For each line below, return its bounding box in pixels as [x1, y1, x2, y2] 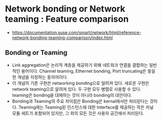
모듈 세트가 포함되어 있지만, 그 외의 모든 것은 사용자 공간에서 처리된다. [12, 110, 144, 116]
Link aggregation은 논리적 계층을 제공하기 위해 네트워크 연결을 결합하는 [12, 62, 148, 68]
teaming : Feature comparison [5, 13, 129, 25]
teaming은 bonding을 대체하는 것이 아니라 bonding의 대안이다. [12, 92, 132, 98]
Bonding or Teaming [5, 49, 67, 57]
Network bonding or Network [5, 3, 126, 14]
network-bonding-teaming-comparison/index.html [12, 35, 113, 40]
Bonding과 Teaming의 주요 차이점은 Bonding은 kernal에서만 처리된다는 [12, 98, 149, 104]
